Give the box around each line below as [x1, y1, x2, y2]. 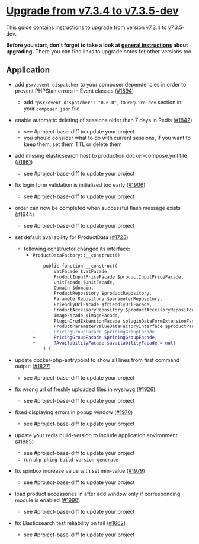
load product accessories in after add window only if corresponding [14, 490, 181, 497]
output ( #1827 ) [14, 362, 52, 370]
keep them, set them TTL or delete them [23, 141, 122, 148]
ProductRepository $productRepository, [53, 291, 152, 297]
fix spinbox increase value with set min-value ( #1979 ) [14, 467, 145, 474]
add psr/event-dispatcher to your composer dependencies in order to [14, 81, 187, 88]
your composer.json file [23, 105, 80, 112]
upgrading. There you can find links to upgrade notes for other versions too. [6, 47, 193, 55]
